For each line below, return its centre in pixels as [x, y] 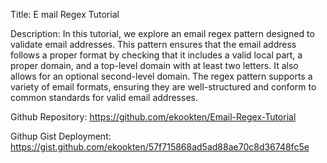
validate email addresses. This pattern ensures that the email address [153, 44]
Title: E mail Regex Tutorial [65, 14]
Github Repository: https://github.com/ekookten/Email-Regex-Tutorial [153, 117]
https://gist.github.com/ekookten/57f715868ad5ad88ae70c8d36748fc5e [160, 147]
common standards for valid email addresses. [104, 97]
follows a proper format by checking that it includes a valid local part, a [156, 55]
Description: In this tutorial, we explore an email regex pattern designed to [162, 33]
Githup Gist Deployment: [61, 136]
